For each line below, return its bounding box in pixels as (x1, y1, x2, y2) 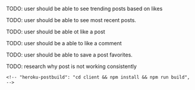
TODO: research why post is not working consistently (6, 63, 137, 70)
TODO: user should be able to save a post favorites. (6, 51, 133, 58)
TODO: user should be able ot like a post (6, 28, 105, 35)
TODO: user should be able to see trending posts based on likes (6, 5, 163, 12)
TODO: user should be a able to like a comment (6, 40, 122, 46)
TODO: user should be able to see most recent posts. (6, 17, 137, 23)
